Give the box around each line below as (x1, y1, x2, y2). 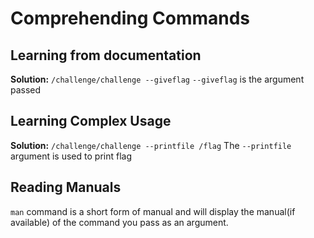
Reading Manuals (10, 179, 122, 196)
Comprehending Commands (10, 7, 251, 30)
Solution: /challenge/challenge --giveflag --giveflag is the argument (10, 73, 305, 85)
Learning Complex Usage (10, 113, 172, 130)
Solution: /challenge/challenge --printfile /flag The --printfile (10, 139, 292, 151)
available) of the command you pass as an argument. (10, 216, 229, 228)
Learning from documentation (10, 47, 202, 64)
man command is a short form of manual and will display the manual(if (10, 205, 296, 217)
